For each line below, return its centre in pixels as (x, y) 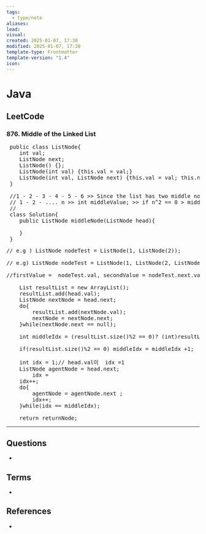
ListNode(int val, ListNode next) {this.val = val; (98, 178)
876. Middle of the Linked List (51, 134)
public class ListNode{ (45, 147)
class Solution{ (34, 215)
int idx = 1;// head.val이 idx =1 (72, 363)
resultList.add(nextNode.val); (79, 312)
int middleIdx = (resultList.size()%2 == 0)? (89, 337)
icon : (13, 63)
